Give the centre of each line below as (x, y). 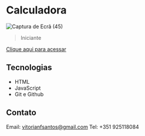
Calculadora (36, 10)
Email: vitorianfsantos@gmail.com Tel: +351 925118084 (72, 127)
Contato (21, 113)
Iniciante (31, 38)
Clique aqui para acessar (36, 49)
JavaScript (28, 88)
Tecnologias (29, 68)
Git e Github (29, 94)
